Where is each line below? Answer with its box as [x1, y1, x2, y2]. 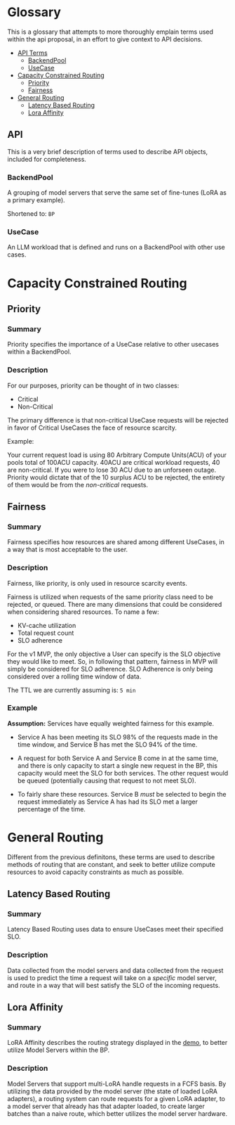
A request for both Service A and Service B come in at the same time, [17, 754, 219, 762]
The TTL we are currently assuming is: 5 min [7, 686, 136, 694]
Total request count [17, 629, 74, 637]
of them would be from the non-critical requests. [7, 480, 149, 489]
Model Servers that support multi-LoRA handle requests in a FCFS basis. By [7, 1079, 227, 1088]
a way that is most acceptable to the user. [7, 546, 128, 554]
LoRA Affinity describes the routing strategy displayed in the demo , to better [7, 1039, 228, 1047]
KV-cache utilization [17, 621, 76, 629]
